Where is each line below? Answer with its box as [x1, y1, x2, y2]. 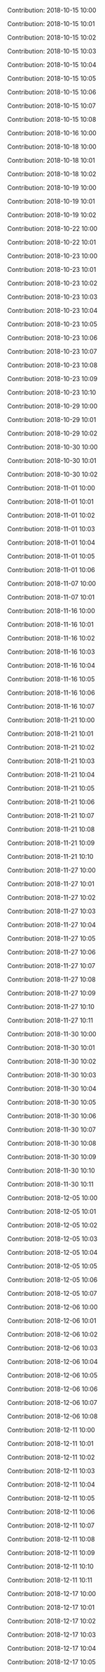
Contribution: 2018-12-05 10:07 [7, 1289, 97, 1297]
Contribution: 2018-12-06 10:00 [7, 1303, 98, 1311]
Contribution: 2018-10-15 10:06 [7, 88, 97, 96]
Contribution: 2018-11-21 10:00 [7, 716, 95, 724]
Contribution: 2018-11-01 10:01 [7, 497, 94, 506]
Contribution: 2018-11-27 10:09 [7, 989, 96, 997]
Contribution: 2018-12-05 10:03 [7, 1234, 98, 1243]
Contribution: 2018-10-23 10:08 [7, 361, 98, 369]
